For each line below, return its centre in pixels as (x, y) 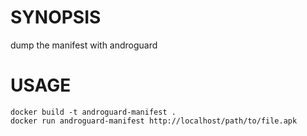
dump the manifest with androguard (84, 45)
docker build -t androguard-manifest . (93, 112)
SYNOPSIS (56, 17)
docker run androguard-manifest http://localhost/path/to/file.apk (154, 121)
